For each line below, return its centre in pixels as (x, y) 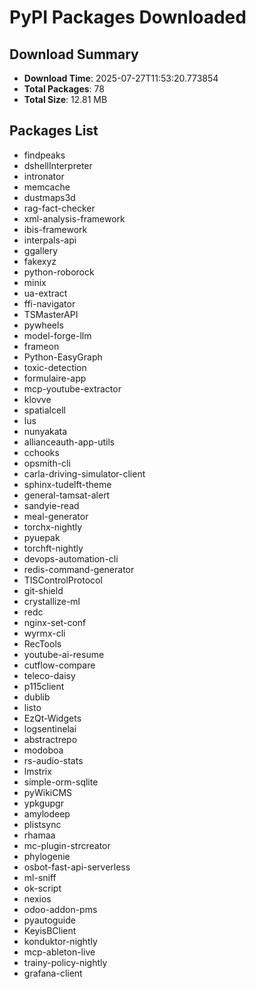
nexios (37, 898)
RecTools (42, 643)
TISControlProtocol (63, 580)
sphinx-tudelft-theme (67, 484)
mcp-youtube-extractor (72, 388)
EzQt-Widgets (52, 718)
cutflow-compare (59, 665)
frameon (41, 346)
